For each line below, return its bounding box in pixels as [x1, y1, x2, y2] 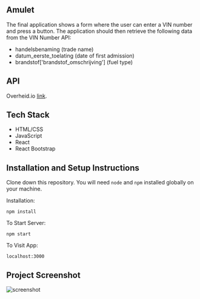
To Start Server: [6, 220, 46, 227]
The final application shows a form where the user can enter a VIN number [6, 21, 193, 28]
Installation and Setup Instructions [6, 163, 139, 173]
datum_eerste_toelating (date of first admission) [15, 52, 135, 59]
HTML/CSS [15, 126, 44, 133]
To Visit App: [6, 242, 38, 249]
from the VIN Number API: [6, 33, 72, 41]
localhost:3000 [6, 254, 45, 260]
